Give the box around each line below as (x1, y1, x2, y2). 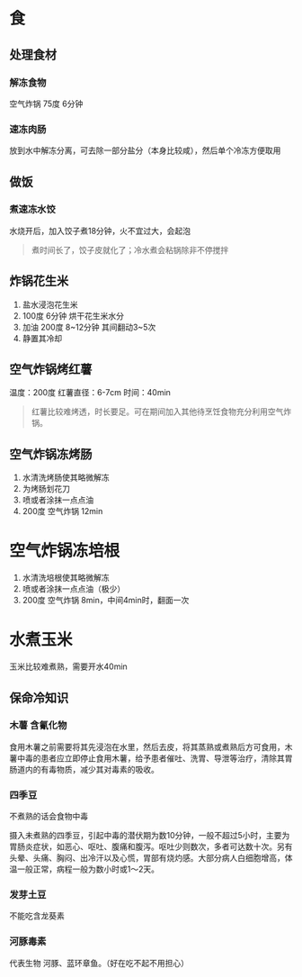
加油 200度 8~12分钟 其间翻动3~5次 (22, 321, 156, 332)
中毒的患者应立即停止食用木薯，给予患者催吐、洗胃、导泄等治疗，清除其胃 (16, 753, 293, 764)
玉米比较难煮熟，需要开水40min (9, 661, 128, 672)
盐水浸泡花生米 (22, 299, 78, 310)
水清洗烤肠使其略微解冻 (22, 472, 110, 483)
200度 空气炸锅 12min (22, 506, 103, 517)
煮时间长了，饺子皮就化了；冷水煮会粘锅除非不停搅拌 (31, 244, 229, 255)
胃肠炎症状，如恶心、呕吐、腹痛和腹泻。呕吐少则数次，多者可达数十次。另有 (9, 841, 293, 852)
